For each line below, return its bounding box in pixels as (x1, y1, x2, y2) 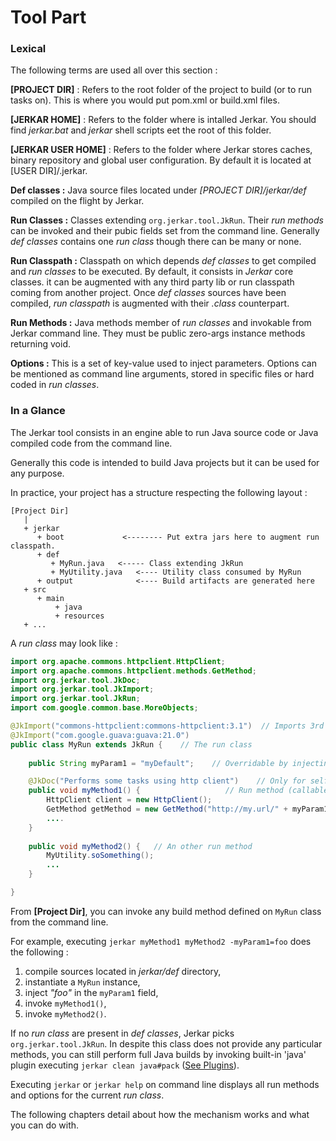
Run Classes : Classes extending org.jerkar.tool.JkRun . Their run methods (10, 214, 324, 226)
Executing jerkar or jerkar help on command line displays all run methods (10, 1078, 320, 1090)
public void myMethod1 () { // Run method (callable (28, 786, 329, 796)
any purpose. (10, 467, 65, 479)
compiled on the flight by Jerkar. (10, 195, 145, 207)
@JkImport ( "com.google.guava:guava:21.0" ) (10, 730, 190, 740)
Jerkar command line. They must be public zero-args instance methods (10, 327, 306, 340)
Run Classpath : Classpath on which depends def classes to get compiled (10, 255, 317, 267)
